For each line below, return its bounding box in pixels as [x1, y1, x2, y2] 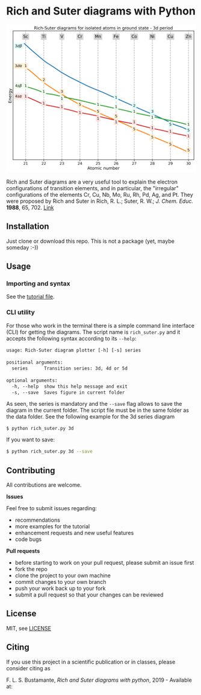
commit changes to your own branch [14, 578, 107, 586]
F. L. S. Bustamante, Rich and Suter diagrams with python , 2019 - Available [6, 676, 193, 684]
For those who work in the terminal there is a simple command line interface [6, 322, 194, 329]
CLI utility [6, 308, 35, 316]
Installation [6, 222, 49, 232]
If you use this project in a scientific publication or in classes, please [6, 658, 176, 665]
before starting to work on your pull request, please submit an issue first [14, 559, 194, 566]
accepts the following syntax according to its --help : [6, 335, 137, 342]
